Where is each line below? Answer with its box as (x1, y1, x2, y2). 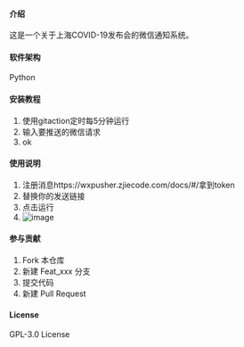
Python (9, 72, 36, 83)
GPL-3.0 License (9, 329, 70, 340)
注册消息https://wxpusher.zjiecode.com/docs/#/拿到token (21, 179, 236, 190)
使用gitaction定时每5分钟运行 (21, 115, 130, 126)
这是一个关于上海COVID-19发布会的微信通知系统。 (9, 29, 194, 40)
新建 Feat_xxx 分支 (21, 266, 91, 277)
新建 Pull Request (21, 288, 86, 299)
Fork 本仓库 (21, 255, 65, 266)
